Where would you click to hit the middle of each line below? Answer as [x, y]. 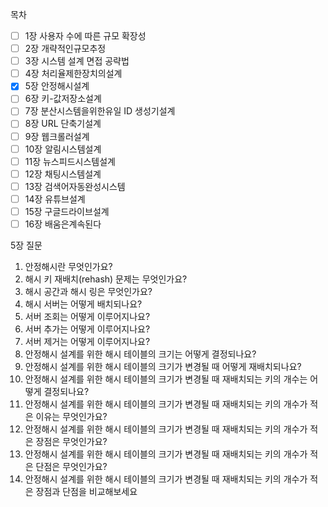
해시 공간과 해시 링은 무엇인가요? [88, 291]
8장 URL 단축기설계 [63, 124]
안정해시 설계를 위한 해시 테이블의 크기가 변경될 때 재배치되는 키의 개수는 [166, 379]
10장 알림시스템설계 [63, 149]
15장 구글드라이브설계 [67, 211]
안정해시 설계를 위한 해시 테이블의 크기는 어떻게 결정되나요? [140, 354]
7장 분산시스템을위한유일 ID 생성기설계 [100, 111]
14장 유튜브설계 [55, 199]
